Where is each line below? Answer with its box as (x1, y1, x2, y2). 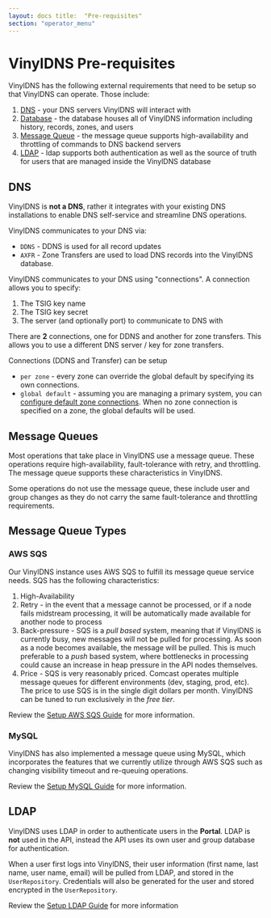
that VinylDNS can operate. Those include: (8, 90, 150, 99)
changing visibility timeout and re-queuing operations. (8, 766, 189, 776)
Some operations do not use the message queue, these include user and (8, 484, 250, 493)
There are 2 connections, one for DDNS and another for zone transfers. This (8, 332, 262, 341)
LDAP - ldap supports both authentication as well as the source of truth (19, 148, 256, 158)
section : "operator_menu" (8, 19, 95, 27)
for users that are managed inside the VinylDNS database (19, 157, 211, 167)
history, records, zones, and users (19, 122, 134, 132)
